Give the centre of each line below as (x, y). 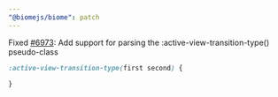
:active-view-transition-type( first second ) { (96, 68)
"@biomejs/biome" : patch (54, 17)
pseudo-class (33, 52)
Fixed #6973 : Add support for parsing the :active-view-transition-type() (139, 42)
